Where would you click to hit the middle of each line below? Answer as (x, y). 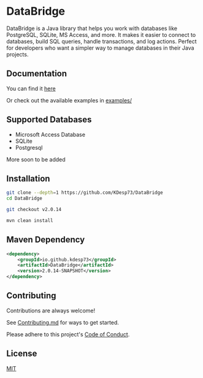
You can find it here (31, 88)
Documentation (37, 74)
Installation (28, 178)
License (22, 354)
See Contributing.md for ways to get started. (63, 322)
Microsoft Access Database (50, 134)
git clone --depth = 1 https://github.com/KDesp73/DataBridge (85, 193)
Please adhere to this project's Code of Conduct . (68, 334)
